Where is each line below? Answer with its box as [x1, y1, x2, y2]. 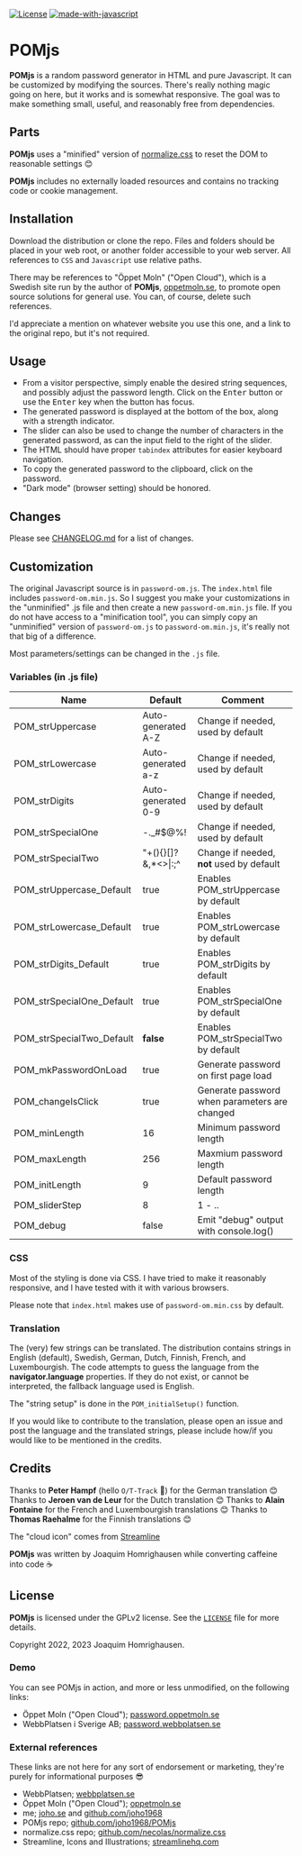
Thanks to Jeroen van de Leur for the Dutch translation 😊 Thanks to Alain [9, 1494, 285, 1505]
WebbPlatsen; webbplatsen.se [22, 1788, 135, 1799]
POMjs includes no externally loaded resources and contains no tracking [9, 176, 279, 187]
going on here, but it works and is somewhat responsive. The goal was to [9, 88, 280, 99]
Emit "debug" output [197, 1214, 284, 1226]
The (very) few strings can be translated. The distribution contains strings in [9, 1342, 291, 1353]
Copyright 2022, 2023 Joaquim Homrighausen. [9, 1639, 185, 1650]
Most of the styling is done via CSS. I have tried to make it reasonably [9, 1272, 267, 1283]
